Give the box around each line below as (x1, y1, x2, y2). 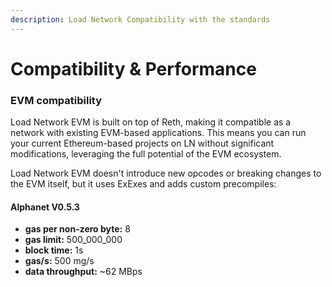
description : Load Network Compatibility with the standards (10, 14, 271, 25)
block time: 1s (24, 244, 84, 256)
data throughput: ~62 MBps (24, 266, 143, 278)
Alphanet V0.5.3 (10, 201, 80, 213)
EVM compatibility (10, 93, 103, 107)
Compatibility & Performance (10, 57, 257, 80)
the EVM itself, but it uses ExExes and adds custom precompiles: (10, 178, 277, 190)
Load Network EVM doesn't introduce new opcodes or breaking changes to (10, 167, 322, 180)
